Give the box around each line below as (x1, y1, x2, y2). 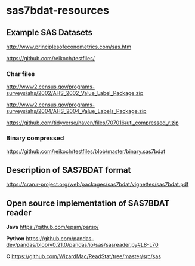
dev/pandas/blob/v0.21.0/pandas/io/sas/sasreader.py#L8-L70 (6, 241, 159, 249)
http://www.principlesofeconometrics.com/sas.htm (6, 43, 132, 50)
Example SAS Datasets (6, 27, 93, 38)
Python (6, 235, 25, 242)
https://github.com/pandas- (26, 235, 94, 242)
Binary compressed (6, 134, 64, 142)
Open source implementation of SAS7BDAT (6, 198, 170, 208)
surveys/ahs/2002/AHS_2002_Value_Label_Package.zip (6, 90, 144, 97)
